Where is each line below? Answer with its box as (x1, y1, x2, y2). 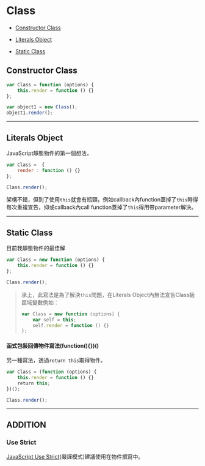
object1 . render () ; (6, 110, 53, 116)
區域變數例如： (21, 298, 59, 306)
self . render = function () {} (32, 322, 109, 328)
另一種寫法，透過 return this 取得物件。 (6, 356, 106, 364)
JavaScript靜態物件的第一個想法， (6, 149, 93, 157)
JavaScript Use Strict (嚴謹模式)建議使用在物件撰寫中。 (6, 453, 144, 460)
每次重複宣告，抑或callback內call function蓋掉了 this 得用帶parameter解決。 (6, 203, 197, 211)
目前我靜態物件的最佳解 (6, 244, 65, 252)
